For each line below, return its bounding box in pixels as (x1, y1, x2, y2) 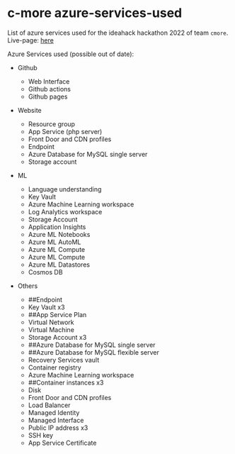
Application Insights (28, 222, 86, 231)
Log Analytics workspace (28, 207, 103, 216)
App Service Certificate (28, 438, 97, 447)
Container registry (28, 363, 81, 372)
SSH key (28, 431, 54, 439)
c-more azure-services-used (7, 5, 183, 21)
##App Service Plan (28, 310, 87, 319)
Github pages (28, 92, 68, 101)
